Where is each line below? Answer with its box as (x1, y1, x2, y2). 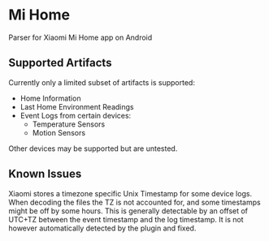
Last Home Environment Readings (20, 101, 134, 111)
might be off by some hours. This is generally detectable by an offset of (8, 205, 249, 216)
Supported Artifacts (8, 56, 112, 70)
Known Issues (8, 167, 82, 181)
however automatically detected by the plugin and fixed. (8, 223, 197, 233)
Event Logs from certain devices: (20, 110, 132, 120)
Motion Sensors (32, 127, 86, 137)
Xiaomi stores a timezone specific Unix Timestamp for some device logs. (8, 188, 253, 198)
